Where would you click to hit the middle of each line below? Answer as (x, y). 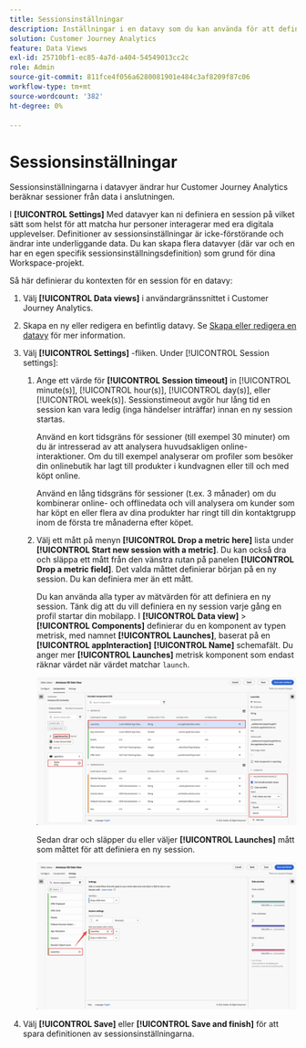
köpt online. (58, 476)
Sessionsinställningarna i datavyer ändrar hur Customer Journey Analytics (149, 187)
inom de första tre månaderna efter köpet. (115, 523)
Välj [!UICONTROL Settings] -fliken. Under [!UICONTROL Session (146, 353)
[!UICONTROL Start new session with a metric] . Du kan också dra (161, 550)
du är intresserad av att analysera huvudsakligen (127, 446)
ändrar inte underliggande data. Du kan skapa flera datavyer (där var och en (153, 244)
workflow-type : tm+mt (51, 87)
